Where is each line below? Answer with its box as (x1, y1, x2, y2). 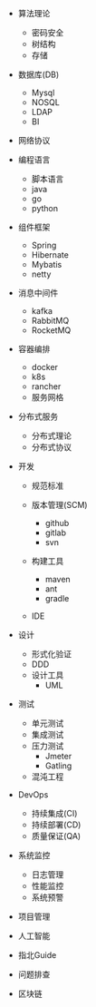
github (44, 518, 70, 528)
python (31, 203, 59, 213)
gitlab (44, 527, 66, 538)
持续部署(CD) (31, 819, 82, 830)
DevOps (17, 789, 49, 800)
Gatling (44, 760, 72, 771)
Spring (31, 240, 57, 250)
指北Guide (17, 950, 57, 960)
